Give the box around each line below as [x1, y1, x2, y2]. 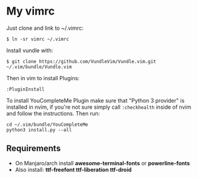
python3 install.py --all [6, 126, 72, 133]
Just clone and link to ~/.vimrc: [6, 24, 84, 32]
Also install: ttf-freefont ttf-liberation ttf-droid [15, 166, 132, 173]
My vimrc [6, 4, 55, 18]
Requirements [6, 143, 61, 154]
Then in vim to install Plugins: [6, 74, 80, 81]
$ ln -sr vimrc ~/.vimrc [6, 36, 69, 42]
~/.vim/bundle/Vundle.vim [6, 64, 72, 70]
